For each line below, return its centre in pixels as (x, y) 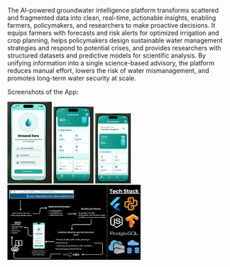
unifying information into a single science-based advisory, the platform (111, 63)
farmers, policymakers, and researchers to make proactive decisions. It (111, 25)
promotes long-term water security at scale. (72, 78)
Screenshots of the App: (43, 92)
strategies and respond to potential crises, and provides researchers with (114, 48)
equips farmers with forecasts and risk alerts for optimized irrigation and (113, 33)
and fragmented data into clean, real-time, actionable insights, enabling (112, 18)
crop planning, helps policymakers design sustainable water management (115, 40)
